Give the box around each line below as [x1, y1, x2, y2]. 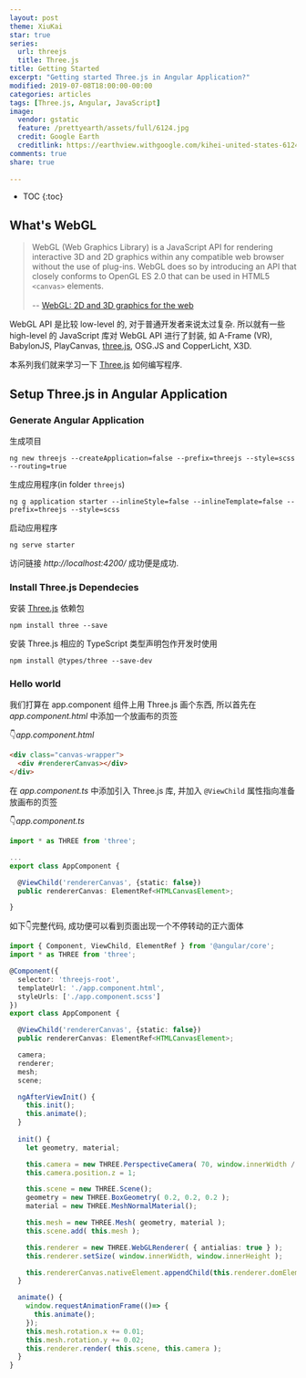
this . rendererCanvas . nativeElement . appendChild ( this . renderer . [25, 1268, 271, 1278]
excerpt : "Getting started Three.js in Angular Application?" [9, 73, 250, 82]
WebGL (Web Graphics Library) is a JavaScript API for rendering [31, 242, 273, 253]
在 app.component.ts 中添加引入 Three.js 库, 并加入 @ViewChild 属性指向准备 [9, 786, 296, 797]
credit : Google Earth [17, 132, 100, 141]
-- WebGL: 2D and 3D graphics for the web [31, 300, 194, 311]
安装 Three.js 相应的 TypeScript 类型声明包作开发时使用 [9, 638, 218, 649]
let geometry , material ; [25, 1143, 120, 1153]
